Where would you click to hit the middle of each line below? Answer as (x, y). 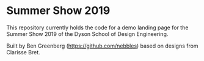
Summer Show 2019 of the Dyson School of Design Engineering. (87, 34)
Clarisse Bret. (24, 52)
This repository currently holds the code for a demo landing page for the (97, 27)
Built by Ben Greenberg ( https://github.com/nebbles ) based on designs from (102, 46)
